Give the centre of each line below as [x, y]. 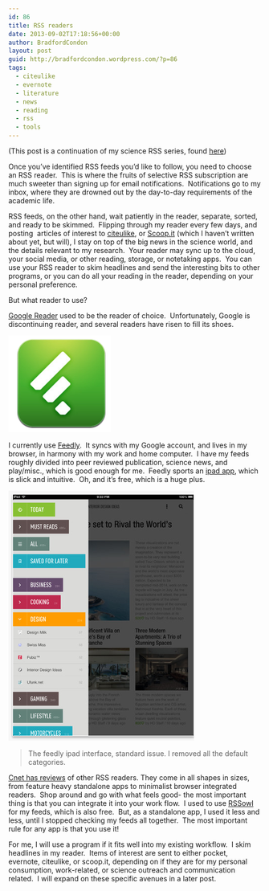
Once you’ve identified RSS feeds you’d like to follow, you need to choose [130, 166]
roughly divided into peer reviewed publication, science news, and [118, 462]
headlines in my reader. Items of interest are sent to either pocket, [118, 853]
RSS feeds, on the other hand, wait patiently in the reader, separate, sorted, [133, 216]
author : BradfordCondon [48, 43]
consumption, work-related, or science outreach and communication [122, 870]
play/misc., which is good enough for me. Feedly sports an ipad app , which [133, 471]
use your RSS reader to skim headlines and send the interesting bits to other [134, 268]
